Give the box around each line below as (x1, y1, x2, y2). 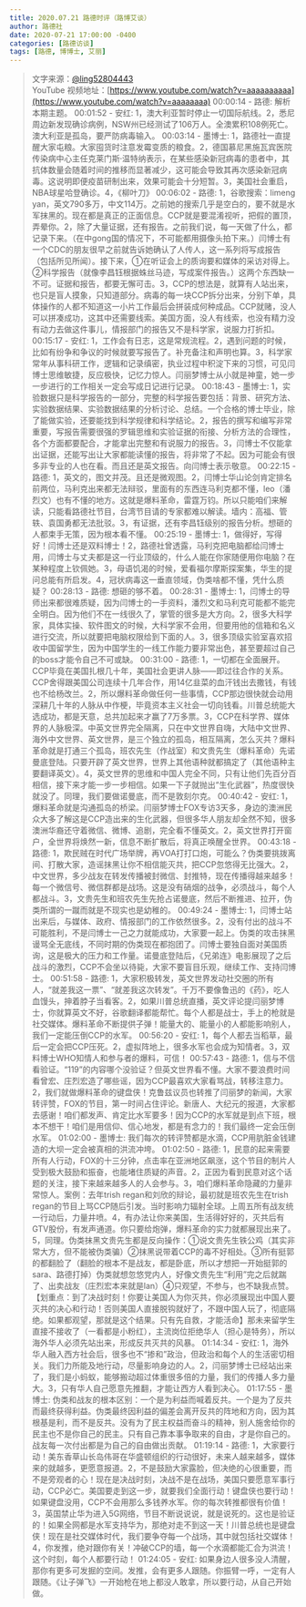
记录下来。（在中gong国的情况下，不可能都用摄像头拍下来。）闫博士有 (31, 233, 291, 244)
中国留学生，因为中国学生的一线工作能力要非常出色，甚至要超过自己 (39, 643, 296, 654)
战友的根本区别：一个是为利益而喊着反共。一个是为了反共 (76, 1395, 292, 1406)
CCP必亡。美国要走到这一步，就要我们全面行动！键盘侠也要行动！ (47, 1486, 297, 1497)
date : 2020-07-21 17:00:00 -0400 (9, 30, 137, 39)
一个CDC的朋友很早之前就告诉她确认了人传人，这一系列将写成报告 (31, 244, 281, 255)
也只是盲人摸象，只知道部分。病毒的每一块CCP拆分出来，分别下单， (31, 290, 289, 301)
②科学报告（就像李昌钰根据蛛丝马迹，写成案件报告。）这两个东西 (31, 267, 280, 278)
